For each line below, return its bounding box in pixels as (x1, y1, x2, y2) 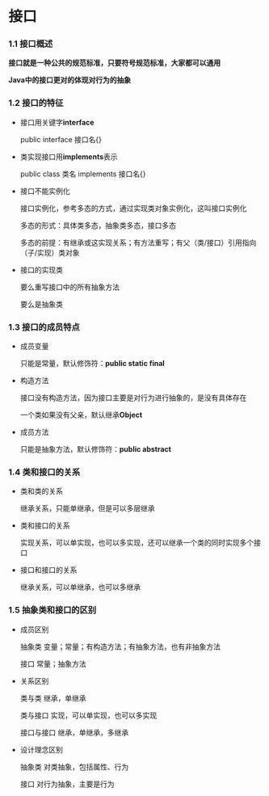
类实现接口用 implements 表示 (19, 151, 119, 162)
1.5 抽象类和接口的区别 (8, 604, 97, 616)
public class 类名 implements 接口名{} (19, 169, 147, 179)
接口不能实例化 (19, 186, 70, 196)
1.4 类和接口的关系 (8, 466, 81, 478)
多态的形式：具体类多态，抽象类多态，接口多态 (19, 220, 176, 230)
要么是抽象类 (19, 299, 63, 309)
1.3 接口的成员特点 (8, 321, 81, 332)
